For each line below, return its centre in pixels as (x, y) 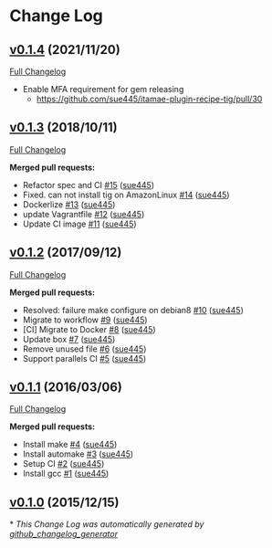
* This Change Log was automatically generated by (107, 524)
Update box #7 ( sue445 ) (69, 339)
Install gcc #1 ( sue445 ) (66, 474)
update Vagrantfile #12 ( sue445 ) (84, 214)
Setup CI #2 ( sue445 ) (63, 464)
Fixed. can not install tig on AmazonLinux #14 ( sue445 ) (126, 195)
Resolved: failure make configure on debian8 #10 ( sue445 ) (133, 310)
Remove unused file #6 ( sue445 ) (84, 349)
